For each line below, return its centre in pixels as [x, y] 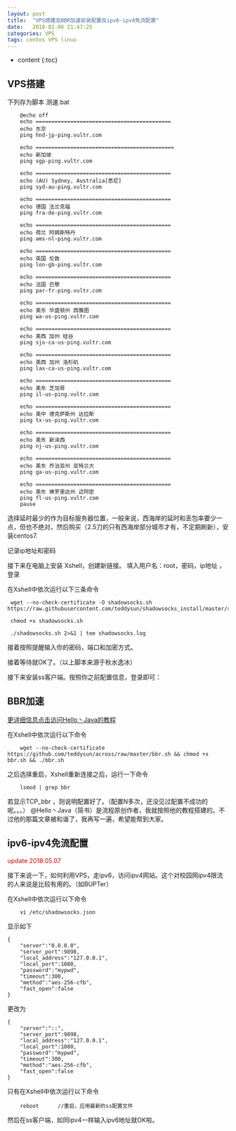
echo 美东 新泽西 [42, 440]
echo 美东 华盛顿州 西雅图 [54, 310]
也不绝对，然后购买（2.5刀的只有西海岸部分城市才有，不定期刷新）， [124, 526]
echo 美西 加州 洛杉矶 [49, 362]
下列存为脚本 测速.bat [39, 102]
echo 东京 [33, 129]
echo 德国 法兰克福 [45, 207]
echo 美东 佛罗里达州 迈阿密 [57, 492]
